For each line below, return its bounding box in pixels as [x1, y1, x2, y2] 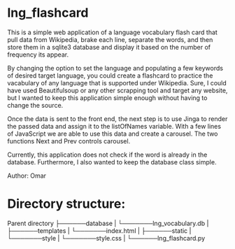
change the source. [7, 101, 64, 109]
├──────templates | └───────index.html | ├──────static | [7, 226, 192, 235]
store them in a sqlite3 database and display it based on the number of [7, 43, 211, 51]
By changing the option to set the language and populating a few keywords [7, 64, 224, 72]
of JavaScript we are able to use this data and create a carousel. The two [7, 129, 218, 138]
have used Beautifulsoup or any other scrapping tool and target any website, [7, 86, 228, 94]
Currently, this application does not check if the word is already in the [7, 150, 208, 159]
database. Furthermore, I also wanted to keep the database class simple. [7, 157, 217, 166]
